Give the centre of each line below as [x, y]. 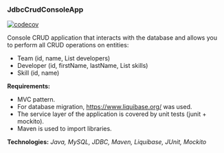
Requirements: [29, 86]
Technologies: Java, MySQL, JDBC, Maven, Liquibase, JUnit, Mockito [107, 142]
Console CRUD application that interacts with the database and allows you [112, 38]
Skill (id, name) [38, 73]
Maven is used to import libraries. [64, 129]
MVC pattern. [36, 99]
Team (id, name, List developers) [64, 58]
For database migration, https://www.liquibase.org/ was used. [104, 107]
